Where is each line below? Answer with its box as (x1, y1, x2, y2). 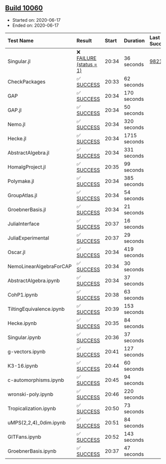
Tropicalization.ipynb (7, 405, 56, 412)
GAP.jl (7, 106, 22, 113)
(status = (76, 61, 97, 68)
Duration (124, 37, 145, 44)
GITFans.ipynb (7, 433, 41, 440)
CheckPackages (7, 78, 46, 85)
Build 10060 (5, 4, 43, 12)
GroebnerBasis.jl (7, 206, 46, 213)
